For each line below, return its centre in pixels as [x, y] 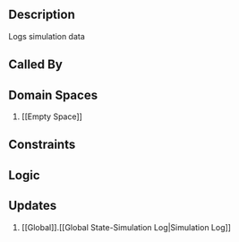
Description [42, 15]
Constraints [42, 145]
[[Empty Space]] [51, 117]
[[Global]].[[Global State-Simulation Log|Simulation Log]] [126, 227]
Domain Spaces [53, 95]
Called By [36, 65]
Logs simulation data [47, 36]
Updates [33, 206]
